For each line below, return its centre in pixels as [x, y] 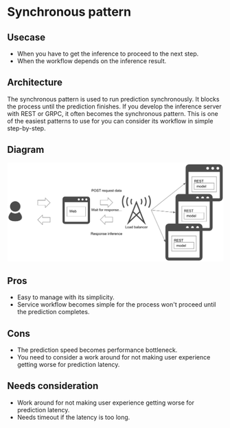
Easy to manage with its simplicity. [66, 297]
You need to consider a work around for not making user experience [114, 357]
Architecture [35, 83]
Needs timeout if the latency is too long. [73, 417]
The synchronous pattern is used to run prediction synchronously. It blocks [113, 99]
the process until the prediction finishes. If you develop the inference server [114, 106]
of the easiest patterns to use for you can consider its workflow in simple [110, 121]
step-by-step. [26, 128]
